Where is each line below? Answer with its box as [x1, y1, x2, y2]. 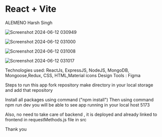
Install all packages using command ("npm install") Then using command [5, 97, 154, 103]
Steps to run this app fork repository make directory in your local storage [5, 82, 154, 88]
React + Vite [5, 3, 57, 15]
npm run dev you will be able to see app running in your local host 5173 [5, 102, 150, 108]
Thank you [5, 126, 27, 132]
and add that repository [5, 87, 53, 93]
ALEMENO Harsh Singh [5, 20, 53, 26]
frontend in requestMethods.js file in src [5, 116, 86, 122]
